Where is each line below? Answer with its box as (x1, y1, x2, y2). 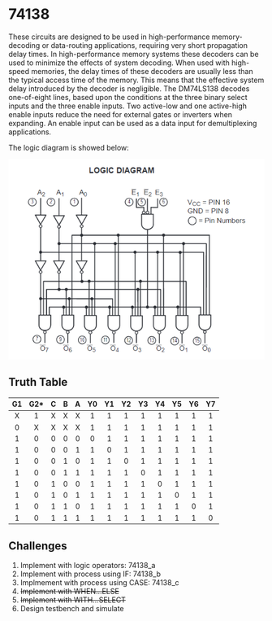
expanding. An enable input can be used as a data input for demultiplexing (8, 118, 257, 128)
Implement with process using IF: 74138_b (19, 569, 161, 579)
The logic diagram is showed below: (8, 142, 130, 152)
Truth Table (8, 375, 68, 389)
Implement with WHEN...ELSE (19, 586, 119, 596)
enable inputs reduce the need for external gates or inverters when (8, 109, 233, 119)
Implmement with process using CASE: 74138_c (19, 577, 180, 587)
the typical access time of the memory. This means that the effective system (8, 75, 265, 85)
